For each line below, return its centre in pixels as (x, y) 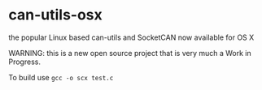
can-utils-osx (56, 15)
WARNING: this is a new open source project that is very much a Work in (130, 53)
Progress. (24, 62)
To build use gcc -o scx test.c (61, 77)
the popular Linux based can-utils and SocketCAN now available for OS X (131, 37)
